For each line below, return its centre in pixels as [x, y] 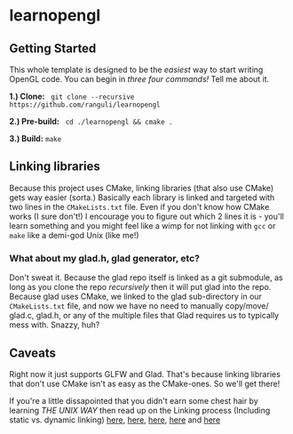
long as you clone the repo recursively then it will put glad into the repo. [140, 287]
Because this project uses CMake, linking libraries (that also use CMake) [142, 188]
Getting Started [53, 48]
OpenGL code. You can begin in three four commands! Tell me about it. [139, 79]
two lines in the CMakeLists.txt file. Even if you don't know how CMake [139, 206]
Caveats [32, 353]
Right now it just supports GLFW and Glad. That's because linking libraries [145, 374]
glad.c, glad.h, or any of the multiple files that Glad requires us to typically [144, 316]
